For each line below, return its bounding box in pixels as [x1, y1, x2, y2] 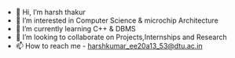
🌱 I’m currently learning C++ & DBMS [15, 24, 136, 33]
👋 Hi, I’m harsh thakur [15, 8, 86, 16]
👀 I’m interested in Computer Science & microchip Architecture [15, 16, 218, 25]
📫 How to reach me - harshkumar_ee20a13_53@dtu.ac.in [15, 42, 203, 50]
